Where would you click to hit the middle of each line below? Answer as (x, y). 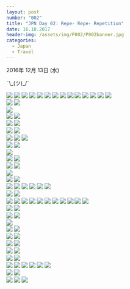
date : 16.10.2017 (28, 29)
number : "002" (24, 18)
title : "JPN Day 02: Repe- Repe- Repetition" (65, 23)
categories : (21, 40)
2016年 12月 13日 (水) (33, 70)
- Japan (22, 47)
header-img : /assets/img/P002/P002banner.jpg (65, 35)
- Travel (23, 52)
